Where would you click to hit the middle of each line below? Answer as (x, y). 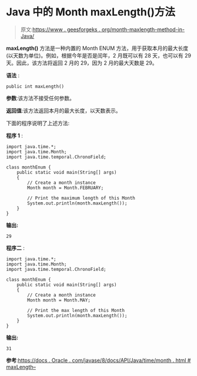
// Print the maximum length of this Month (81, 198)
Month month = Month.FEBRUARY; (66, 188)
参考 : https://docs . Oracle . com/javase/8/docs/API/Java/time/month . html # (98, 360)
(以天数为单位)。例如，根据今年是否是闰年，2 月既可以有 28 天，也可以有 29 (98, 55)
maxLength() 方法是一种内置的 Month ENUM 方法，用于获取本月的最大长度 (97, 48)
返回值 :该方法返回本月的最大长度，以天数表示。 (64, 110)
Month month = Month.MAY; (59, 300)
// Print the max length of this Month (76, 310)
